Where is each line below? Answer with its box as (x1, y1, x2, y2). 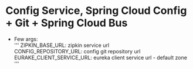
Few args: (13, 35, 38, 42)
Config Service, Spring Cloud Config (5, 4, 187, 17)
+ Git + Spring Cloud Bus (5, 16, 128, 30)
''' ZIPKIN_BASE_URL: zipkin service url (13, 42, 110, 49)
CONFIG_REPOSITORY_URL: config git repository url (13, 48, 141, 55)
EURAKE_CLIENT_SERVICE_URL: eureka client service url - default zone (13, 54, 187, 61)
